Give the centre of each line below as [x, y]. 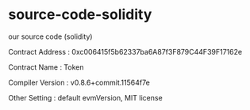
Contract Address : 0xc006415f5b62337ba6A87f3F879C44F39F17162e [125, 51]
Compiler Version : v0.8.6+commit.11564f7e [79, 82]
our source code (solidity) [50, 36]
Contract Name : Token [46, 67]
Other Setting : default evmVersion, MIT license [85, 97]
